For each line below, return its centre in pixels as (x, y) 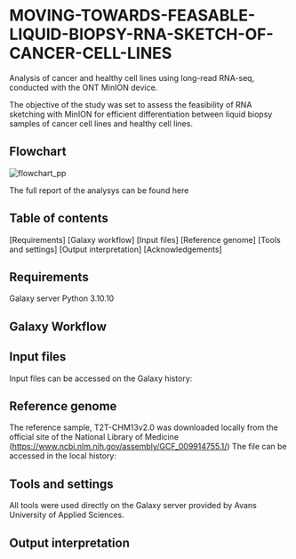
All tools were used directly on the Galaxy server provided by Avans (133, 506)
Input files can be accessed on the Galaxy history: (101, 378)
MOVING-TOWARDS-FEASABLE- (132, 16)
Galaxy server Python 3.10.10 (62, 298)
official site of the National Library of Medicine (94, 437)
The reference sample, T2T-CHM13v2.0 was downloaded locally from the (144, 427)
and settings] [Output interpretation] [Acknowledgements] (116, 249)
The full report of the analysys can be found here (99, 190)
